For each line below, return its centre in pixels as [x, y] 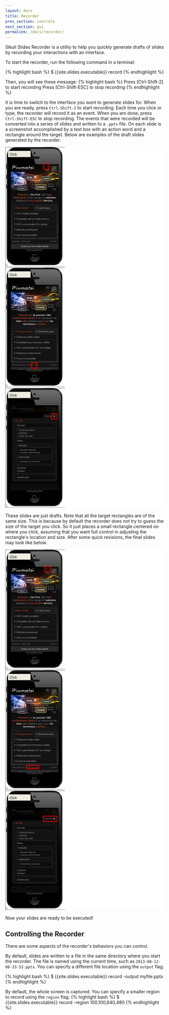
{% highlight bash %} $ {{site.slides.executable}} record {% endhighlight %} [84, 72]
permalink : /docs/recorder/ [35, 32]
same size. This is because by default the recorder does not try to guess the [84, 521]
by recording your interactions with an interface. [55, 53]
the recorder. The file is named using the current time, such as [70, 961]
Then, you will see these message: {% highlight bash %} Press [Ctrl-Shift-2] [84, 82]
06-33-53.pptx [20, 967]
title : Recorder [22, 16]
